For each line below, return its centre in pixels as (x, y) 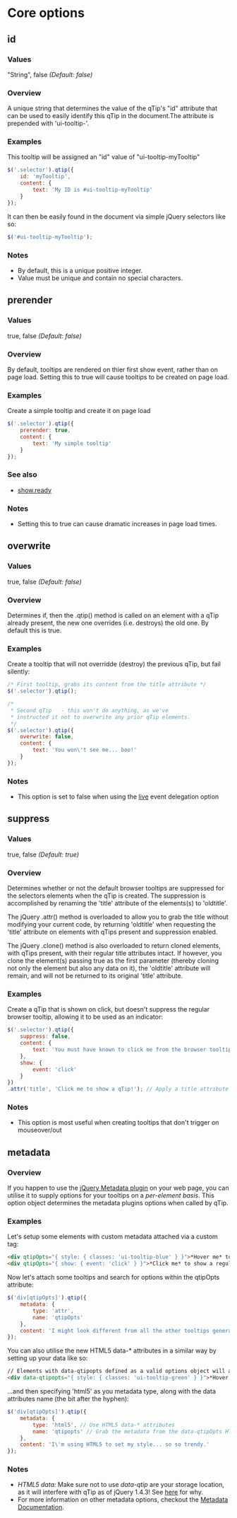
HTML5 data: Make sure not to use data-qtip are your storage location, (121, 1485)
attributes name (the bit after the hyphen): (68, 1399)
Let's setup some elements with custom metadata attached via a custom (113, 1236)
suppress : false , (45, 1037)
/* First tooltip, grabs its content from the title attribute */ (107, 685)
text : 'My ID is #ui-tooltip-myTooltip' (93, 190)
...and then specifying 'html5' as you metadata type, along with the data (112, 1391)
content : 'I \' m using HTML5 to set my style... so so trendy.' (115, 1444)
